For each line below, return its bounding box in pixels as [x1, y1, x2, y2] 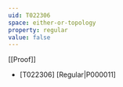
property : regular [8, 26, 68, 34]
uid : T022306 [8, 11, 51, 20]
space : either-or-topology [8, 19, 96, 27]
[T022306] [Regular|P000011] [19, 70, 116, 79]
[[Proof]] [8, 55, 37, 64]
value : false [8, 33, 51, 42]
